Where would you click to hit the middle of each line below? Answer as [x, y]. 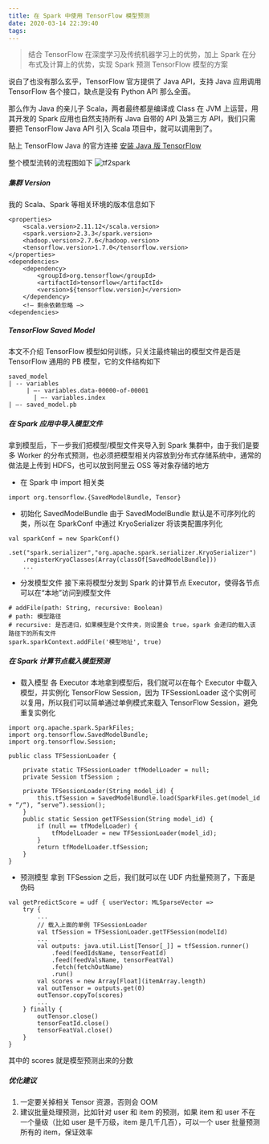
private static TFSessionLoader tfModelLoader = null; [116, 770]
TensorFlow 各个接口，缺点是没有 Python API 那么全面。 [102, 92]
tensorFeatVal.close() [75, 1031]
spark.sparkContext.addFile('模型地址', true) [85, 642]
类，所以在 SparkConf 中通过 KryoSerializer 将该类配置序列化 [121, 523]
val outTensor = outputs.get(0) [92, 988]
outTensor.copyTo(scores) [81, 995]
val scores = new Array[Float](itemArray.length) [122, 981]
